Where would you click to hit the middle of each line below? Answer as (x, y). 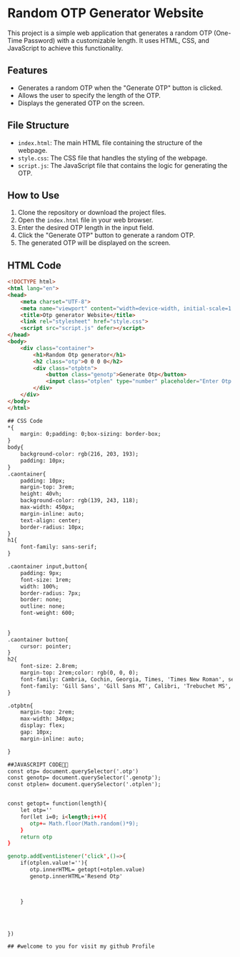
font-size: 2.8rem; (49, 666)
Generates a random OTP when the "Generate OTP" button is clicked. (120, 88)
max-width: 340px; (47, 719)
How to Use (34, 195)
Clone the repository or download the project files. (92, 213)
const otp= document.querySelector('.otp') (73, 771)
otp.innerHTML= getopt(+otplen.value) (87, 870)
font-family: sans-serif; (59, 547)
